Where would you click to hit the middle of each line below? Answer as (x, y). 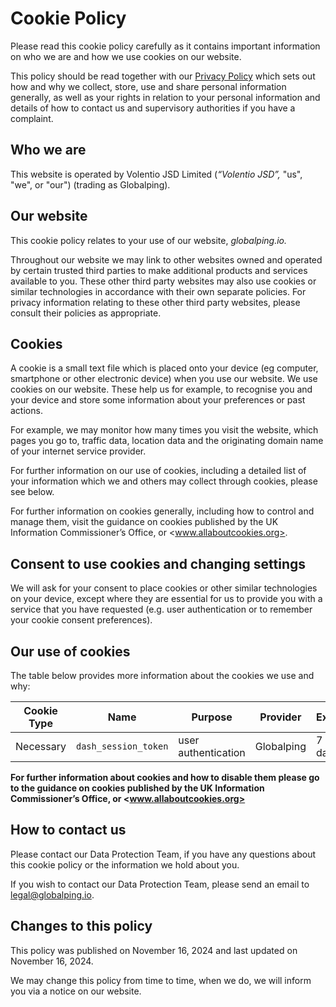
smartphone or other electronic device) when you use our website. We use (164, 379)
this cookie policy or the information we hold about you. (125, 864)
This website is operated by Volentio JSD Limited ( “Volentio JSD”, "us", (156, 174)
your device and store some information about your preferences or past (158, 400)
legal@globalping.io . (52, 894)
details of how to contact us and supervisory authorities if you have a (153, 108)
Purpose (212, 717)
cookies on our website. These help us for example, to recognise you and (161, 389)
